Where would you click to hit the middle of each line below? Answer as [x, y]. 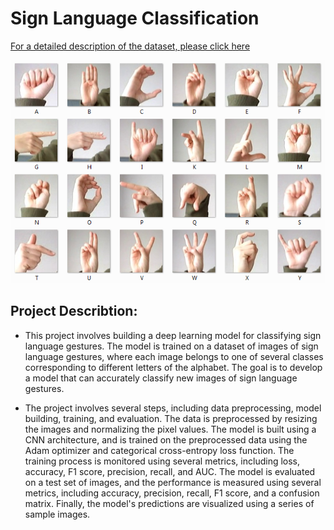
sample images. [57, 514]
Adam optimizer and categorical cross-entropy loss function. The [159, 450]
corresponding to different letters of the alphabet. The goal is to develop [173, 367]
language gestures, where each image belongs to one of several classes [174, 356]
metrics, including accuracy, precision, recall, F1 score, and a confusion [172, 493]
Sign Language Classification [135, 18]
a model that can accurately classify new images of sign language [161, 378]
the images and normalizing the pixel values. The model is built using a [170, 429]
